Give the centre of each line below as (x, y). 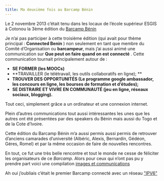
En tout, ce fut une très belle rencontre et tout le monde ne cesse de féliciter (82, 153)
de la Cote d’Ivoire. (24, 124)
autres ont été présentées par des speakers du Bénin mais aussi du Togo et (81, 118)
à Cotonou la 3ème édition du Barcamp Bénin (51, 29)
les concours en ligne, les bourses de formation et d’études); (75, 84)
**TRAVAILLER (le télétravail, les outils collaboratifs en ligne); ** (77, 73)
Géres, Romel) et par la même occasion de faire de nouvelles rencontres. (79, 144)
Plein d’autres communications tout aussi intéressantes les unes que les (78, 113)
